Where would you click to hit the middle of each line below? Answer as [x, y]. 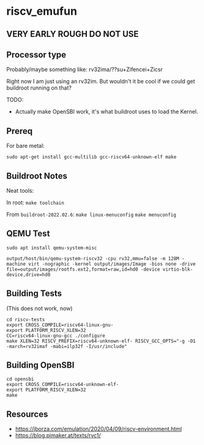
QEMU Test [28, 234]
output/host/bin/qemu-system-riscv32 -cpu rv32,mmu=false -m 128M [93, 258]
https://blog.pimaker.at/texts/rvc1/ [58, 435]
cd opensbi [20, 379]
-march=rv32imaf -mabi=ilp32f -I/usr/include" [67, 346]
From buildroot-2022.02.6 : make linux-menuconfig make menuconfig [91, 215]
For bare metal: [25, 146]
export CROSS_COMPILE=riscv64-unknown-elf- [63, 385]
